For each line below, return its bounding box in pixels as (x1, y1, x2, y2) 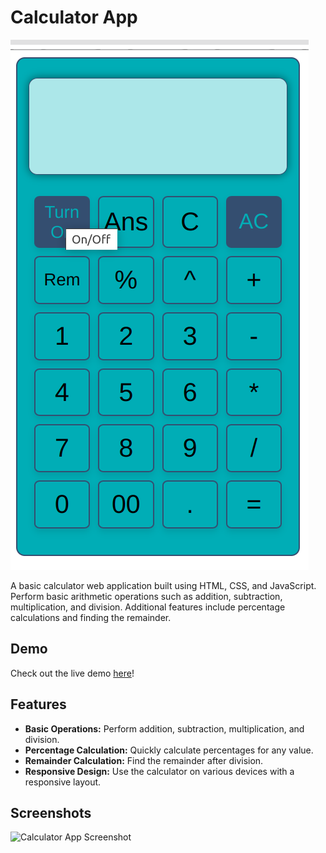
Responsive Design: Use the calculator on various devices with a (24, 765, 295, 777)
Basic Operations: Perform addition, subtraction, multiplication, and (24, 722, 305, 735)
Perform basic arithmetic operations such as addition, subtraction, (10, 590, 283, 602)
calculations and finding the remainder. (10, 611, 172, 623)
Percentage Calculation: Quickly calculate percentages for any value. (24, 744, 314, 756)
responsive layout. (24, 776, 102, 788)
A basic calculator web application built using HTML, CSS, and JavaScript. (10, 579, 317, 591)
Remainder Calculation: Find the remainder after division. (24, 754, 264, 766)
